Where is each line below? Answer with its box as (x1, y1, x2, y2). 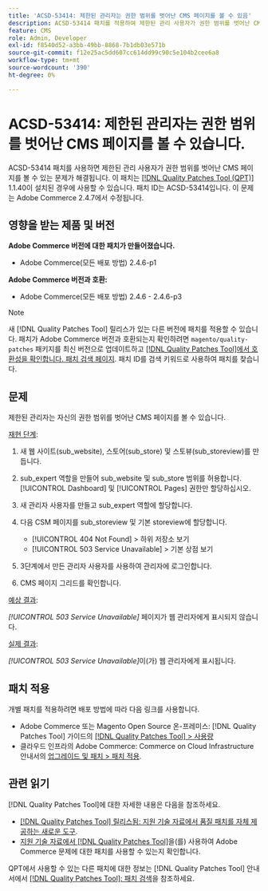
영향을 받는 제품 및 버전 (8, 218, 116, 232)
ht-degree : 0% (8, 71, 56, 79)
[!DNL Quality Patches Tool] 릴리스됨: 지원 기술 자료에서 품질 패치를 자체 (19, 816, 250, 826)
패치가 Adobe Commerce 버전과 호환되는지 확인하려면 (18, 335, 190, 344)
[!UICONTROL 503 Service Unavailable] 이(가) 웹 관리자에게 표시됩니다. (8, 656, 237, 666)
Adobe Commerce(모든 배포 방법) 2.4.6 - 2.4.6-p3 (19, 292, 182, 302)
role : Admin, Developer (8, 34, 88, 42)
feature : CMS (8, 26, 52, 34)
